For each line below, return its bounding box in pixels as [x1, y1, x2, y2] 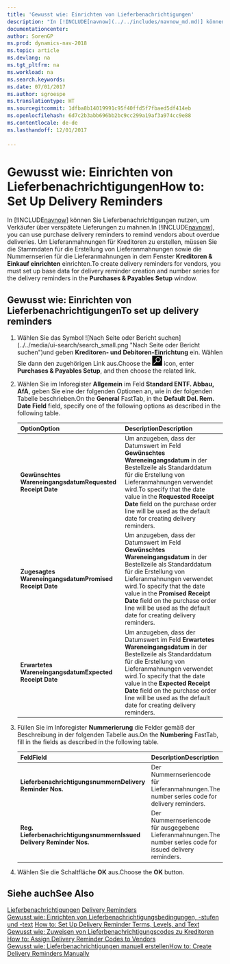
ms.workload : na [7, 69, 53, 75]
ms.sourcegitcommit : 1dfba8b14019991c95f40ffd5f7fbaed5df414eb [7, 105, 192, 112]
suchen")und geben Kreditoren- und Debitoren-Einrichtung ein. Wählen [16, 348, 223, 356]
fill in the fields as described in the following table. [16, 738, 159, 746]
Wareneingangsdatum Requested [20, 478, 117, 486]
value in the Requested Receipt [124, 493, 214, 500]
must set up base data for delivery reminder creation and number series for [7, 267, 220, 275]
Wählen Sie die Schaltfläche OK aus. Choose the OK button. [16, 867, 185, 876]
